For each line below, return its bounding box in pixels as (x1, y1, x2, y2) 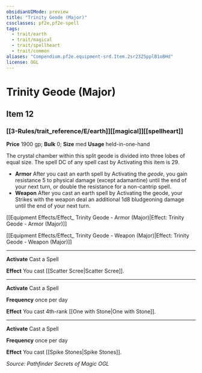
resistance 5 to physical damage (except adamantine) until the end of (14, 177, 187, 184)
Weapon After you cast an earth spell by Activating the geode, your (14, 190, 183, 197)
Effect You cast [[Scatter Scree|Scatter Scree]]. (6, 267, 124, 274)
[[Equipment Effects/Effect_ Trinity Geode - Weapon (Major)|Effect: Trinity (6, 232, 189, 239)
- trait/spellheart (11, 43, 61, 49)
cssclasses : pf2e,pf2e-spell (6, 20, 79, 26)
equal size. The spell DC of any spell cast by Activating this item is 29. (6, 159, 180, 166)
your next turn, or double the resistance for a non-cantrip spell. (14, 183, 172, 190)
